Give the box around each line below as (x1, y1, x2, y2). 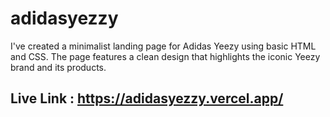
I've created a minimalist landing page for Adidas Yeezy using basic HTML (10, 40, 317, 52)
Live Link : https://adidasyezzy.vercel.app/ (10, 90, 284, 107)
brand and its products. (10, 61, 107, 73)
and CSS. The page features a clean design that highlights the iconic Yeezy (10, 50, 321, 62)
